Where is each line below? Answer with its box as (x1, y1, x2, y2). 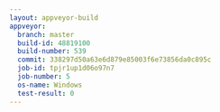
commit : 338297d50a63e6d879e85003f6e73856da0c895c (17, 55, 212, 64)
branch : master (17, 30, 75, 39)
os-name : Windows (17, 80, 83, 89)
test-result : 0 (17, 89, 75, 98)
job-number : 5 (17, 72, 70, 81)
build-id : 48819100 (17, 38, 91, 48)
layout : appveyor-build (9, 13, 99, 23)
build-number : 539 (17, 47, 87, 56)
